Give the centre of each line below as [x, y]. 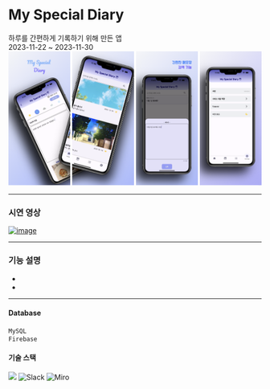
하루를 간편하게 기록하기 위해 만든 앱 [65, 38]
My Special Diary [66, 15]
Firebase [23, 339]
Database [25, 313]
